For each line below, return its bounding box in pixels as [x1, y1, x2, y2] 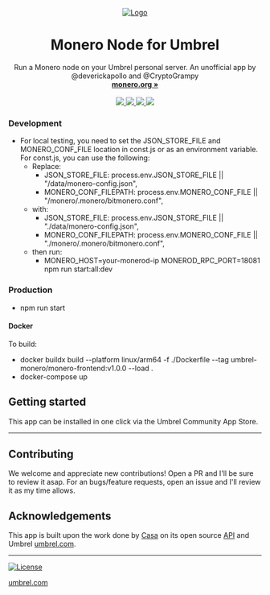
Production [8, 284, 53, 295]
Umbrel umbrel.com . [8, 539, 76, 549]
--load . [128, 363, 154, 373]
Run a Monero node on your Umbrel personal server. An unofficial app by [14, 62, 256, 72]
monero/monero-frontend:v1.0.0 [19, 363, 127, 373]
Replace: [31, 162, 62, 171]
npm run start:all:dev [43, 264, 113, 274]
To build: [8, 339, 38, 349]
